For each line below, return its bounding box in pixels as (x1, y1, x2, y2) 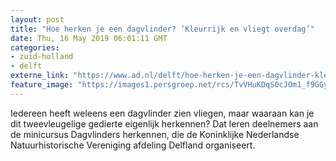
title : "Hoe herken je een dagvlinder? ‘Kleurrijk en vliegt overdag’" (10, 24, 315, 34)
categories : (10, 42, 60, 53)
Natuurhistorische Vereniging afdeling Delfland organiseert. (10, 139, 256, 151)
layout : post (10, 14, 65, 25)
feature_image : (10, 80, 74, 90)
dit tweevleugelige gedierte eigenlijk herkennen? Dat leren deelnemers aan (10, 117, 319, 130)
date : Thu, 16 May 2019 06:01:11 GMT (10, 33, 168, 43)
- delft (10, 61, 43, 71)
